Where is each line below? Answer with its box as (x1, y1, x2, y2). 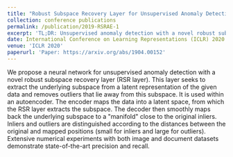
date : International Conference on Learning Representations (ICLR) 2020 (7, 36, 225, 43)
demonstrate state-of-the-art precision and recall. (7, 142, 150, 150)
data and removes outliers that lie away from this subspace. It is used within (7, 90, 224, 98)
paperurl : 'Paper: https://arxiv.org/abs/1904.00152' (7, 49, 166, 56)
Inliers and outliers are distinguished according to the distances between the (7, 119, 226, 128)
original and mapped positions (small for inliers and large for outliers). (7, 126, 206, 135)
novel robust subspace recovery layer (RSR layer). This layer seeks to (7, 75, 206, 83)
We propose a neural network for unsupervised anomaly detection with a (7, 67, 216, 76)
